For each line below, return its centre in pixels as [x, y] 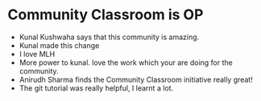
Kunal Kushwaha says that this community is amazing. [109, 37]
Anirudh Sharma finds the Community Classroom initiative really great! [136, 79]
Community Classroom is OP [106, 15]
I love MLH [37, 54]
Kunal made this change [59, 45]
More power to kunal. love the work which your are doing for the [126, 63]
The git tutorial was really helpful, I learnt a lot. [96, 88]
